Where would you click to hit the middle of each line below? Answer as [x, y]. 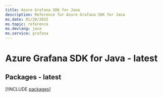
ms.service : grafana [27, 33]
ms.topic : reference [27, 24]
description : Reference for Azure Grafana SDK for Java [65, 15]
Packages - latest [33, 77]
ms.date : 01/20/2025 [27, 19]
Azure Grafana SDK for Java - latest [82, 58]
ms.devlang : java [23, 29]
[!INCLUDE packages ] [28, 89]
